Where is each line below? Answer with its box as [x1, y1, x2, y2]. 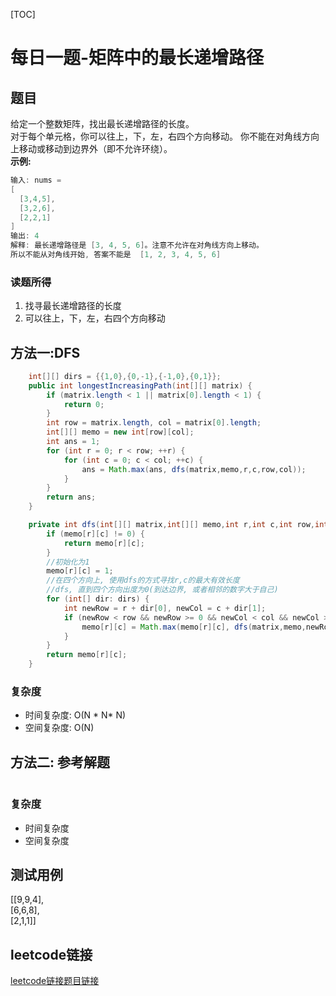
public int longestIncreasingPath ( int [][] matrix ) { [28, 380, 253, 391]
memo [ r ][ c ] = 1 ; [46, 566, 114, 576]
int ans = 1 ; [46, 437, 101, 447]
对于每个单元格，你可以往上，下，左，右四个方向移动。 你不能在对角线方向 [10, 130, 320, 142]
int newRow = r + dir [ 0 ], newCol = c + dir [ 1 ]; [63, 603, 267, 613]
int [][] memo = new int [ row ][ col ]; [46, 427, 195, 438]
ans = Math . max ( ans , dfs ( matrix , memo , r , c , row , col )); [81, 464, 307, 474]
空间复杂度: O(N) [24, 722, 95, 734]
